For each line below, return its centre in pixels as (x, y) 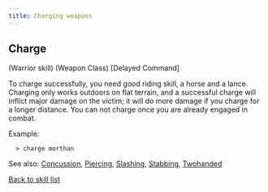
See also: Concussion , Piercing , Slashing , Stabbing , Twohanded (115, 164)
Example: (24, 134)
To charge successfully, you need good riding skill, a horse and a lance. (128, 84)
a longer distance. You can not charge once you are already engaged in (128, 109)
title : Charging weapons (50, 16)
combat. (22, 118)
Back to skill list (35, 180)
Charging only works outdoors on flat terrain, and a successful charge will (132, 92)
